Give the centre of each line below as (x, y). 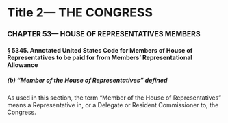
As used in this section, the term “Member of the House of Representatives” (114, 98)
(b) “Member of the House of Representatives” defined (87, 81)
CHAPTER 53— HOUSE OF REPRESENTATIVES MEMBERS (104, 34)
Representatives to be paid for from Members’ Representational (100, 57)
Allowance (23, 65)
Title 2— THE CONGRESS (80, 13)
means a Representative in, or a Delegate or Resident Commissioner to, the (113, 105)
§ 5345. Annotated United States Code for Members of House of (100, 50)
